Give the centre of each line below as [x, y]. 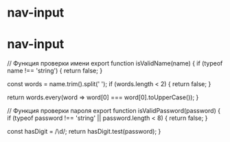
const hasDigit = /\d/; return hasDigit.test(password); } [84, 132]
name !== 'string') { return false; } [55, 71]
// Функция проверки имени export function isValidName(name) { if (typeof [115, 63]
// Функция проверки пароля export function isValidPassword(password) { [114, 111]
